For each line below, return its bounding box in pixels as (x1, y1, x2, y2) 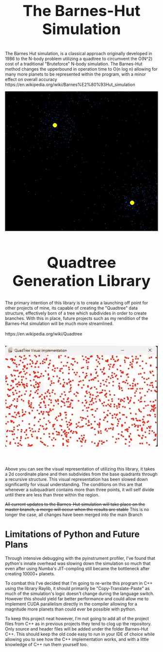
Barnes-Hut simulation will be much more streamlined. (5, 320, 114, 326)
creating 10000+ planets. (5, 571, 55, 576)
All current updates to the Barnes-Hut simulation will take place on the (5, 501, 146, 507)
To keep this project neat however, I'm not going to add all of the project (5, 615, 149, 621)
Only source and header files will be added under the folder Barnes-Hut (5, 626, 148, 632)
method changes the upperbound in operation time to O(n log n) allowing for (5, 66, 158, 72)
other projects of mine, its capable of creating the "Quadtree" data (5, 305, 138, 311)
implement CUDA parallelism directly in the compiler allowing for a (5, 601, 137, 607)
